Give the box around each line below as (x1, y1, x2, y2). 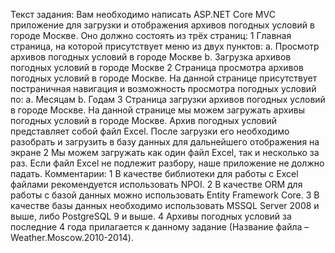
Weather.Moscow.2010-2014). (10, 232, 134, 243)
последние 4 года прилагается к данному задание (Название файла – (10, 221, 310, 233)
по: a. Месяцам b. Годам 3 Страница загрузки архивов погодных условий (10, 94, 326, 105)
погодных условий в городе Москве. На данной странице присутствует (10, 72, 318, 84)
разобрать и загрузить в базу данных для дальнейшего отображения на (10, 136, 320, 148)
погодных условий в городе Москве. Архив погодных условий (10, 115, 278, 126)
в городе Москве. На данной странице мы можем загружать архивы (10, 104, 306, 116)
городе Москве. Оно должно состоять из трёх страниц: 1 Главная (10, 30, 292, 41)
